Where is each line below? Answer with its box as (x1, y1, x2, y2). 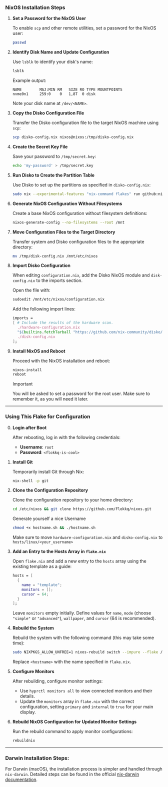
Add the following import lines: (12, 306, 76, 312)
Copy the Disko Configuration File (12, 110, 84, 116)
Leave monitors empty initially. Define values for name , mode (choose (12, 610, 151, 616)
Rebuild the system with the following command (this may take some (12, 634, 154, 641)
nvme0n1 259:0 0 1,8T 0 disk (12, 91, 96, 96)
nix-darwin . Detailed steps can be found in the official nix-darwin (5, 771, 139, 777)
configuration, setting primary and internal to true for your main (19, 704, 153, 710)
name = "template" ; (21, 582, 62, 587)
